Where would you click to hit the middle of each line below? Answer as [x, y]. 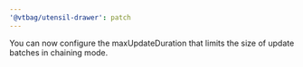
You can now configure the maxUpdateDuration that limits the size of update [152, 43]
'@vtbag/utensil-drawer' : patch [70, 17]
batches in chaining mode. [59, 52]
